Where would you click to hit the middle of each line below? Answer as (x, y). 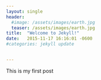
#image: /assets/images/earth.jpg (53, 22)
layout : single (25, 11)
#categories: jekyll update (40, 44)
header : (15, 17)
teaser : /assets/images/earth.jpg (53, 28)
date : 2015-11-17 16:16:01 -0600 (49, 39)
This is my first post (30, 71)
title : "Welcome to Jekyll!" (43, 33)
